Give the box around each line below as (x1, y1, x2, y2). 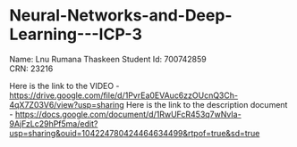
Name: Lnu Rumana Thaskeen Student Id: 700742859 (9, 53, 208, 64)
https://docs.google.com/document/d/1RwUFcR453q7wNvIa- (14, 109, 242, 119)
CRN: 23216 (9, 63, 54, 74)
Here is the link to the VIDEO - (9, 80, 120, 91)
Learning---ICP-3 (9, 24, 143, 45)
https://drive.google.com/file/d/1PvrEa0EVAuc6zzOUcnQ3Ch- (9, 90, 239, 101)
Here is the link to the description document (126, 99, 288, 110)
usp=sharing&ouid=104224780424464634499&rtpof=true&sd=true (9, 127, 260, 138)
